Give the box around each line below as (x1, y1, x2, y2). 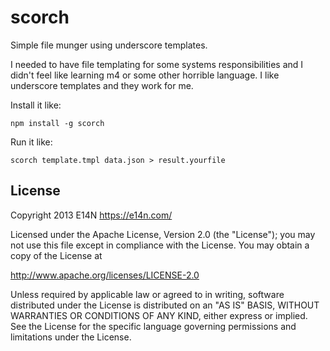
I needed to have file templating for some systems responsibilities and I (10, 58, 304, 70)
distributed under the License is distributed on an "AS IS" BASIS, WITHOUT (10, 299, 320, 311)
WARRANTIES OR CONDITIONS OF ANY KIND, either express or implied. (10, 309, 308, 321)
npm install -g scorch (10, 118, 105, 128)
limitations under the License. (10, 331, 132, 343)
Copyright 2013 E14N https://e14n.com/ (10, 209, 173, 221)
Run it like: (10, 136, 53, 148)
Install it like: (10, 99, 62, 111)
